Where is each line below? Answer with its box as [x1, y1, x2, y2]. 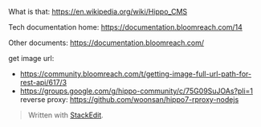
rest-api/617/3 [19, 78, 67, 87]
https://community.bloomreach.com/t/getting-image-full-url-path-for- [19, 69, 251, 79]
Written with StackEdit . [27, 110, 104, 120]
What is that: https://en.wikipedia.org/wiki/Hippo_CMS [8, 7, 188, 16]
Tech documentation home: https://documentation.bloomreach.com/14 [8, 23, 243, 31]
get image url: [8, 54, 55, 63]
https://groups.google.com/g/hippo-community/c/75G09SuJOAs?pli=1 [19, 86, 254, 96]
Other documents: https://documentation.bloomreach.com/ [8, 38, 205, 47]
